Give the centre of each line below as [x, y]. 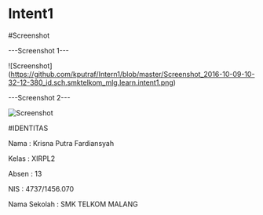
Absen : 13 [25, 173]
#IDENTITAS [28, 128]
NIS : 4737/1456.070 [41, 188]
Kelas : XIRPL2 [32, 159]
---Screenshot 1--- [38, 50]
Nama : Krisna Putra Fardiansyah [61, 143]
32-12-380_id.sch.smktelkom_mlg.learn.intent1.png [91, 82]
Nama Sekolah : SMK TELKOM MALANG [73, 204]
